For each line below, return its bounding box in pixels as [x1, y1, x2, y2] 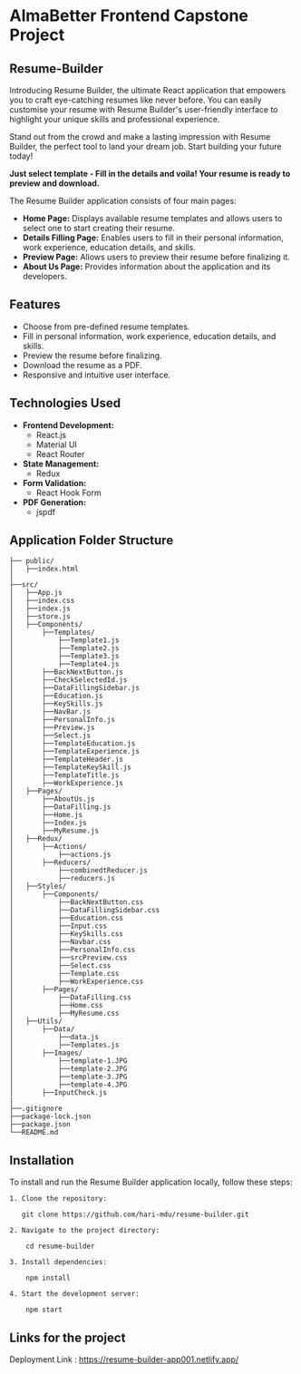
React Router [35, 448, 85, 459]
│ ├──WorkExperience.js [9, 779, 124, 788]
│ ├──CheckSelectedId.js [9, 676, 128, 685]
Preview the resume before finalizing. [22, 350, 162, 361]
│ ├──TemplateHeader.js [9, 755, 124, 765]
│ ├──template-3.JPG [9, 1072, 128, 1082]
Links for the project [9, 1330, 126, 1345]
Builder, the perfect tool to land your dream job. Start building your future [9, 141, 282, 151]
